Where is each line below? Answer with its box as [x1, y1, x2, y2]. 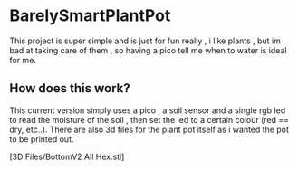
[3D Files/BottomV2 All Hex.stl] [9, 151, 125, 162]
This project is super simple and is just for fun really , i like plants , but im [9, 35, 281, 46]
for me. [9, 54, 36, 65]
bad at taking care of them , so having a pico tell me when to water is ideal [9, 44, 287, 55]
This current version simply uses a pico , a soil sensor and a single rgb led [9, 105, 286, 116]
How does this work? [9, 80, 130, 96]
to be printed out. [9, 133, 74, 145]
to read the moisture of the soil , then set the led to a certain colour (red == [9, 114, 290, 125]
